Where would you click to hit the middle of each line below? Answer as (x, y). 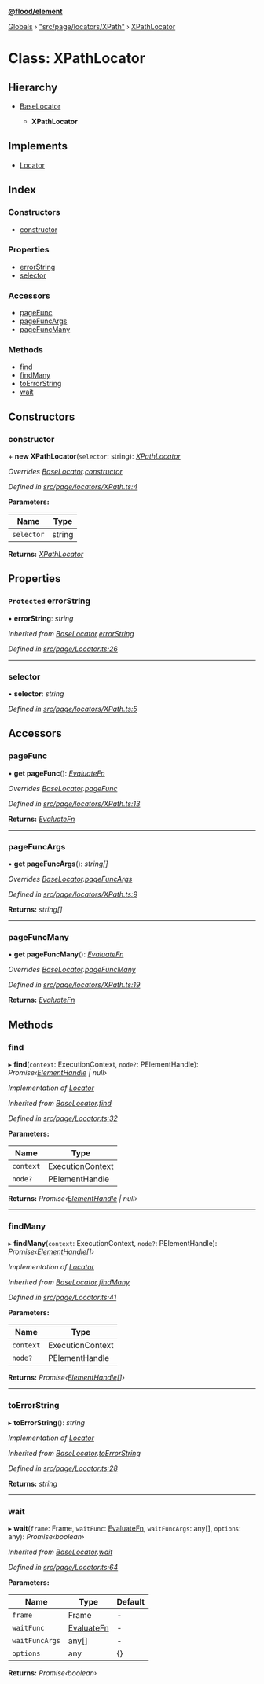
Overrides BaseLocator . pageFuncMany (72, 970)
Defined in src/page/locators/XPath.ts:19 (74, 985)
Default (131, 1601)
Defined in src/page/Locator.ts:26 (63, 649)
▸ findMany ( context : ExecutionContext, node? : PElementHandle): (113, 1244)
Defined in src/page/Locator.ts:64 (63, 1567)
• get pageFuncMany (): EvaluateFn (66, 954)
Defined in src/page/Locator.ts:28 (63, 1468)
